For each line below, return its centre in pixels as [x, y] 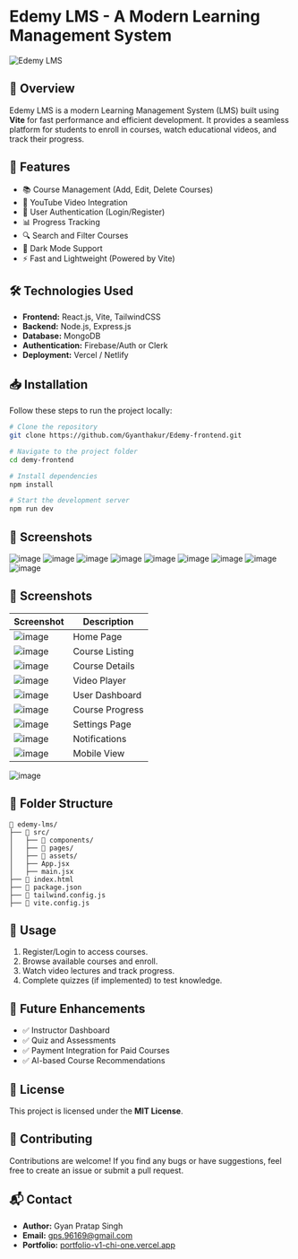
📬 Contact [41, 1200]
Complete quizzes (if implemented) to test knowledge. [122, 981]
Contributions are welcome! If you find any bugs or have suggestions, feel [145, 1160]
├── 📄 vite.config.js [50, 903]
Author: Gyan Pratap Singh [72, 1226]
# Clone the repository [54, 427]
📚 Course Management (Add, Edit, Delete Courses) [118, 189]
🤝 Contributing [51, 1139]
